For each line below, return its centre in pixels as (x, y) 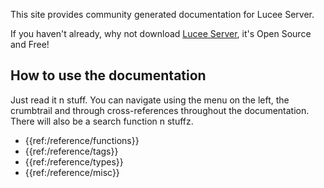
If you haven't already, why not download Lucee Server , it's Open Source (161, 33)
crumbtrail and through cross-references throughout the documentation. (160, 110)
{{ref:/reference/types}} (74, 161)
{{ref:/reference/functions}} (82, 140)
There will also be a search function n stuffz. (102, 121)
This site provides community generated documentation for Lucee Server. (162, 14)
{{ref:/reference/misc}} (72, 172)
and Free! (30, 44)
